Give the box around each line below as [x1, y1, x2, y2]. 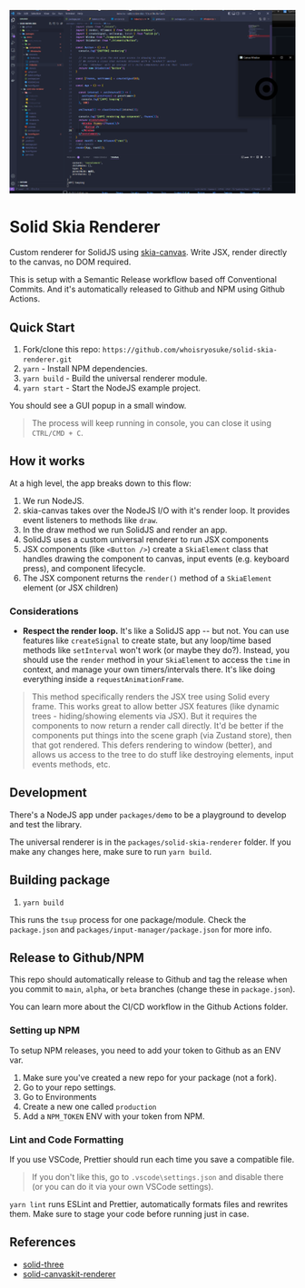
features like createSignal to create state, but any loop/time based [22, 635, 272, 646]
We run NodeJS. [22, 495, 84, 506]
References [9, 1234, 76, 1250]
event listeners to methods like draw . [22, 514, 159, 525]
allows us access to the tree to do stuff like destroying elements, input [31, 749, 294, 760]
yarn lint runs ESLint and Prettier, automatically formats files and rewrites [9, 1199, 289, 1210]
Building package [9, 873, 111, 888]
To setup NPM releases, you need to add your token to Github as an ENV [9, 1045, 281, 1055]
